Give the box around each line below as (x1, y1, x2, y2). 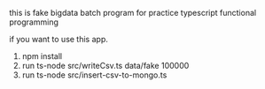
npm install (21, 51, 63, 61)
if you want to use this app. (9, 34, 108, 44)
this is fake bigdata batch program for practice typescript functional (9, 8, 257, 18)
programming (9, 17, 59, 27)
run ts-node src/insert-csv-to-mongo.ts (21, 70, 168, 80)
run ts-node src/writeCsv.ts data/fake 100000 (21, 61, 190, 70)
